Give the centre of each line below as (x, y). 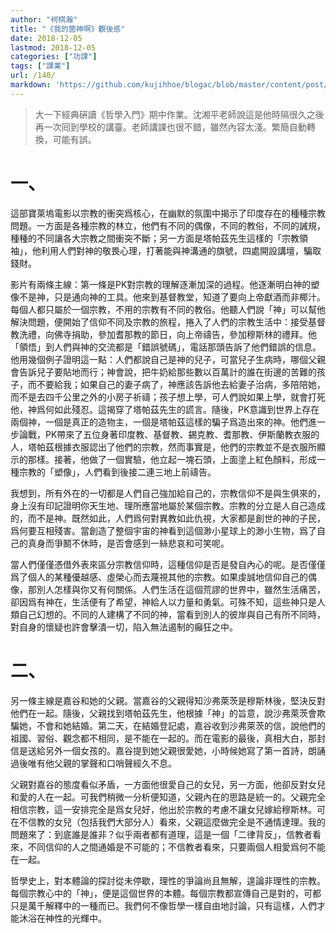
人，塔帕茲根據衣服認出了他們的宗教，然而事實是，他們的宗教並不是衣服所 (163, 447)
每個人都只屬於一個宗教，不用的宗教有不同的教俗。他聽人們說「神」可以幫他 (168, 309)
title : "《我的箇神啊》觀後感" (68, 29)
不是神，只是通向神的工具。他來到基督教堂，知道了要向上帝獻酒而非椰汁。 (172, 297)
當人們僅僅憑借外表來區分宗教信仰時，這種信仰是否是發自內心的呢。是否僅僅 (168, 564)
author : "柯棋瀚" (44, 19)
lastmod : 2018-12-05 (53, 47)
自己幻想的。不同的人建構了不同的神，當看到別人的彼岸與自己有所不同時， (172, 614)
